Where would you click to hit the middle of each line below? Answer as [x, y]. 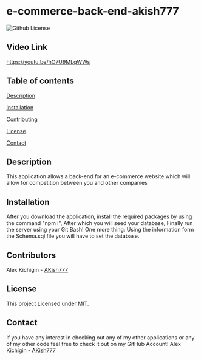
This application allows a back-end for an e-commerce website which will [98, 176]
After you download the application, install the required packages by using [99, 216]
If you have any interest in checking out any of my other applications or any [101, 337]
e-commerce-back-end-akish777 [93, 11]
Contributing [22, 119]
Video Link [27, 47]
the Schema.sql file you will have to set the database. [73, 236]
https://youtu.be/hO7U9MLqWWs [48, 61]
